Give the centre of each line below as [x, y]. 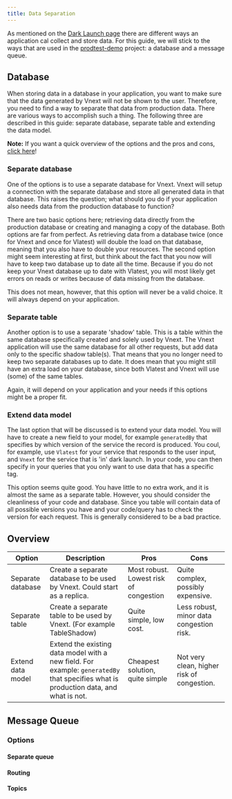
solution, [142, 670]
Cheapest [143, 661]
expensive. [195, 596]
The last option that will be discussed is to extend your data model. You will [114, 430]
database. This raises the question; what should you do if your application [112, 199]
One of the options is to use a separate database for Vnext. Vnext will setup [115, 184]
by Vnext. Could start [84, 587]
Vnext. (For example [82, 625]
